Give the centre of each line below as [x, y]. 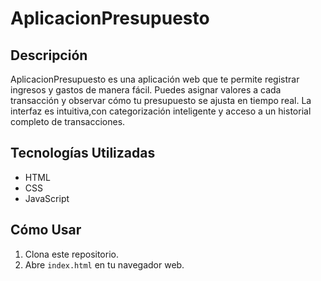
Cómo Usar [46, 230]
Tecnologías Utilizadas [83, 153]
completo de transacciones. [68, 121]
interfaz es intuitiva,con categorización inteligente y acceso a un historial [161, 111]
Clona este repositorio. [71, 254]
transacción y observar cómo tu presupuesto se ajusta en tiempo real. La [161, 100]
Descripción [49, 55]
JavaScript [47, 198]
